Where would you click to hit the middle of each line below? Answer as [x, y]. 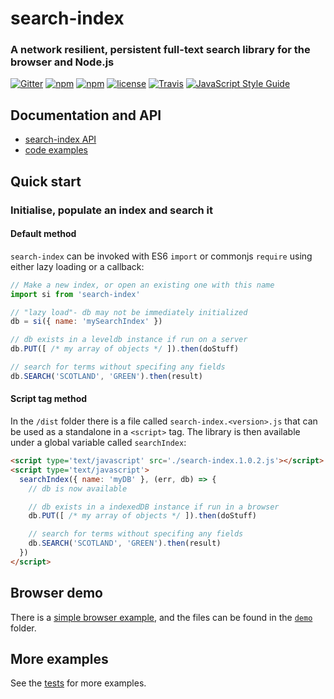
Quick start [46, 181]
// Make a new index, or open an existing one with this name [142, 285]
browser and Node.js [62, 62]
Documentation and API [86, 115]
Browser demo [56, 593]
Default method [43, 234]
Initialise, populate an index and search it [112, 210]
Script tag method [49, 399]
